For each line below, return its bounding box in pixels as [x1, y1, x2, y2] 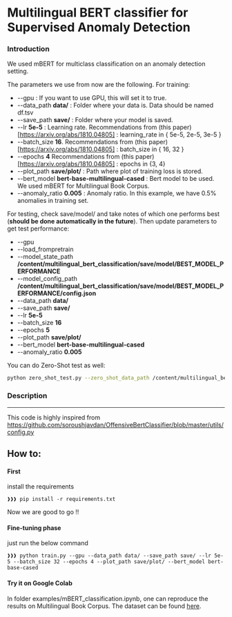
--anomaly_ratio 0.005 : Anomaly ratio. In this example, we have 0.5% [17, 189, 217, 197]
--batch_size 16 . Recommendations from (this [17, 138, 148, 146]
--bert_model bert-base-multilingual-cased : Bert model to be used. [17, 175, 215, 183]
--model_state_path [17, 253, 74, 261]
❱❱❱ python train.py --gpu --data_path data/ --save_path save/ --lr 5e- [7, 552, 224, 560]
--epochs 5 [17, 326, 50, 334]
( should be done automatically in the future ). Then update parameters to [7, 217, 217, 226]
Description [7, 391, 48, 401]
